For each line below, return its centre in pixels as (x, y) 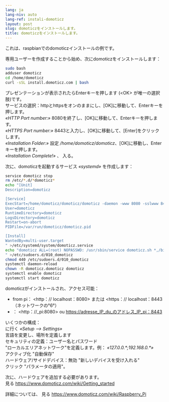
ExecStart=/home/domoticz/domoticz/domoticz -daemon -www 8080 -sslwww (82, 204)
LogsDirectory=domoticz (30, 218)
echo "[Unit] (19, 185)
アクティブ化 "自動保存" (30, 354)
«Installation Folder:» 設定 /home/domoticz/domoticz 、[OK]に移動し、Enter (83, 143)
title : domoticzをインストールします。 (43, 33)
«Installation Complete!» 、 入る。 (41, 155)
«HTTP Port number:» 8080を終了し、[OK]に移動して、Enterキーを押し (79, 118)
